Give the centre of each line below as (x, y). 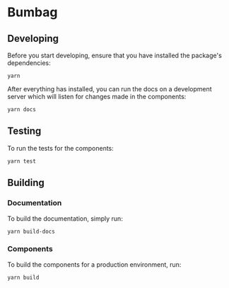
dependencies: (29, 63)
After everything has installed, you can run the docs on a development (110, 89)
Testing (24, 131)
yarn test (22, 161)
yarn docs (22, 110)
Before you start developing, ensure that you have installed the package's (115, 55)
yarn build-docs (31, 231)
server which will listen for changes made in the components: (97, 97)
